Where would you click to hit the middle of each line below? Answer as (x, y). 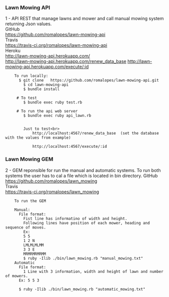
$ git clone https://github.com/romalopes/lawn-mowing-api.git (89, 80)
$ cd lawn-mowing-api (46, 85)
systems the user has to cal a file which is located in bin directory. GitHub (81, 175)
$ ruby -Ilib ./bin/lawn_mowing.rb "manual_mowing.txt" (83, 258)
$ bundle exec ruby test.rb (53, 102)
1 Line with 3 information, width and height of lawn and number (94, 271)
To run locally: (32, 76)
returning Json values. (29, 24)
